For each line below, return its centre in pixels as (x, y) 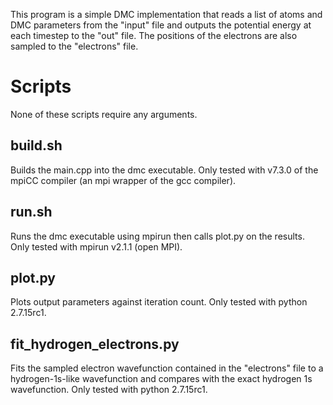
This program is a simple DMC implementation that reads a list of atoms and (166, 14)
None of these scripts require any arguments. (104, 114)
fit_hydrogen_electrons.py (95, 344)
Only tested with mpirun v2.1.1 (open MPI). (96, 246)
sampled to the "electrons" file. (74, 46)
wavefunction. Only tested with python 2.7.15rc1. (109, 390)
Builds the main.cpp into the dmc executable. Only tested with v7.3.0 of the (164, 170)
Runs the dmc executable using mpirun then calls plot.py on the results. (157, 236)
